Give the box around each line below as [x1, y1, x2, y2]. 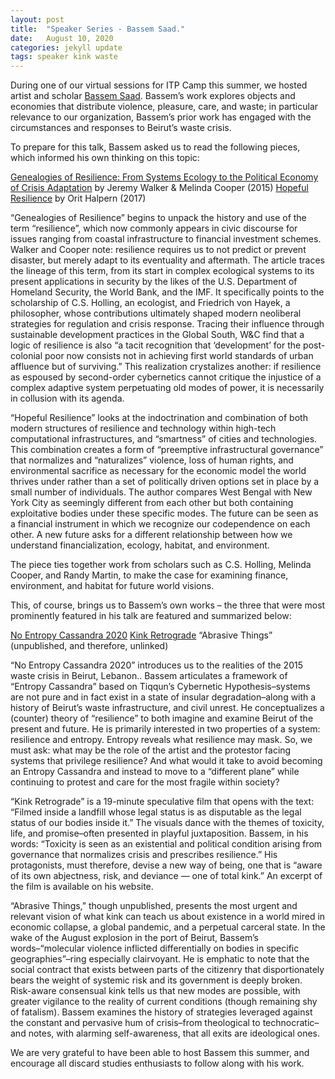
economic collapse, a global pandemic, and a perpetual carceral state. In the [10, 921, 326, 933]
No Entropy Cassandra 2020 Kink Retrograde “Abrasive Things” [10, 629, 273, 641]
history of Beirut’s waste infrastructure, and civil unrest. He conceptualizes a [10, 702, 325, 714]
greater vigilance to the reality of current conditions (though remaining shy [10, 996, 318, 1008]
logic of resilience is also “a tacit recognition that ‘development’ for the [10, 339, 302, 351]
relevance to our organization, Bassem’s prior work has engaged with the [10, 111, 312, 123]
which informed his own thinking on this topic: [10, 152, 200, 164]
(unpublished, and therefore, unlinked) [10, 640, 169, 652]
